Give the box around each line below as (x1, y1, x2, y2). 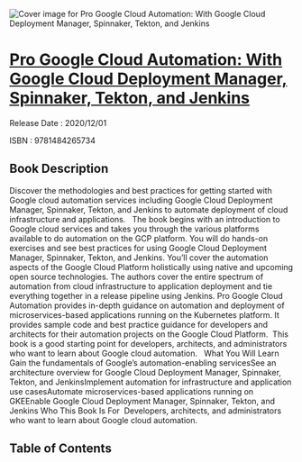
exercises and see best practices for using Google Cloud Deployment (9, 242, 268, 253)
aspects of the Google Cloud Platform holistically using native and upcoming (9, 261, 294, 272)
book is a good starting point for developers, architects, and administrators (9, 338, 288, 349)
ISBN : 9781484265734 (9, 135, 96, 146)
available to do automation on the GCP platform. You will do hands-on (9, 232, 269, 243)
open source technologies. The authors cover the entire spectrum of (9, 271, 264, 282)
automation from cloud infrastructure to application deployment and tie (9, 280, 273, 292)
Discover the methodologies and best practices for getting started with (9, 185, 272, 195)
